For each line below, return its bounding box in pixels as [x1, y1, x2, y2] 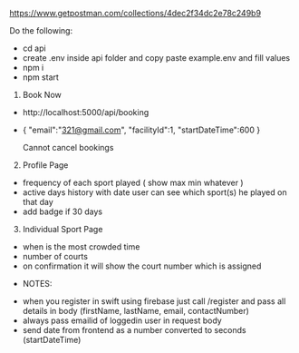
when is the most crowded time [22, 241, 140, 252]
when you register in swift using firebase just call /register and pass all [22, 296, 286, 307]
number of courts [22, 251, 89, 261]
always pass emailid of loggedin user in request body [22, 315, 222, 326]
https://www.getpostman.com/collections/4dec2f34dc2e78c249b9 [9, 8, 261, 18]
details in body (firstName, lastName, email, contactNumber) [22, 306, 249, 316]
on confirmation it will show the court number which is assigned [22, 260, 262, 271]
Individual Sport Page [22, 224, 103, 234]
